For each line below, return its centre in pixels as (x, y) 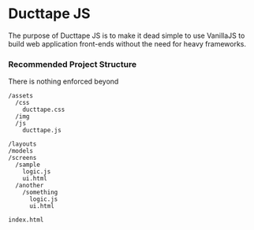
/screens (22, 158)
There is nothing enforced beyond (64, 82)
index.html (26, 220)
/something (40, 193)
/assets (21, 96)
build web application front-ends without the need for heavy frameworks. (127, 43)
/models (21, 151)
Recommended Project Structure (72, 64)
